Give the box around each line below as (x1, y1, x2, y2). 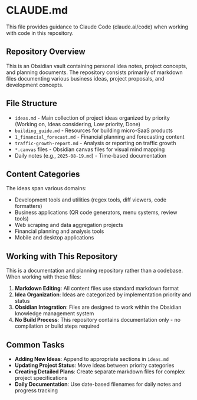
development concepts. (6, 81, 64, 88)
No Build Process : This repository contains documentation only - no (14, 316, 181, 324)
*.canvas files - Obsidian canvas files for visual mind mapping (14, 146, 165, 153)
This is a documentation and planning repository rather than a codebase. (6, 267, 183, 274)
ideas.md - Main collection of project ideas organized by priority (14, 114, 170, 121)
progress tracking (14, 387, 58, 394)
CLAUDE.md (6, 4, 68, 17)
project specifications (14, 375, 68, 381)
